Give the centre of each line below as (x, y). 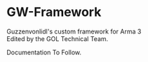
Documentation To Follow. (44, 52)
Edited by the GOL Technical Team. (58, 38)
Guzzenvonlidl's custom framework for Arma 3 (74, 31)
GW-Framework (54, 12)
